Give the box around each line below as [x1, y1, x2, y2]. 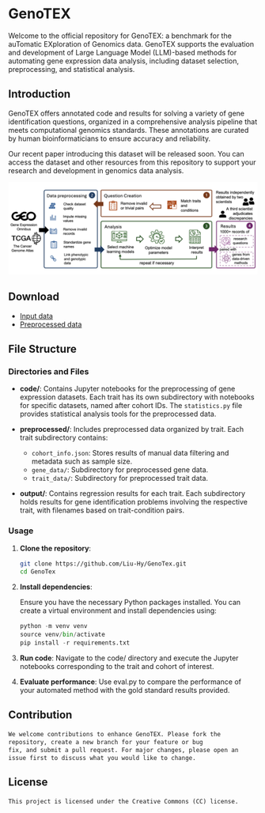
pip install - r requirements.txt [19, 639, 131, 647]
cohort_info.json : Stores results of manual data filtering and [31, 448, 229, 458]
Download [8, 290, 59, 304]
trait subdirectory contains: [19, 433, 108, 443]
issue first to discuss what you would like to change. [8, 754, 196, 762]
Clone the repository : [19, 543, 92, 553]
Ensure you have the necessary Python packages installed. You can [19, 598, 241, 607]
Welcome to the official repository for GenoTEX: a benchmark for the [8, 31, 232, 40]
